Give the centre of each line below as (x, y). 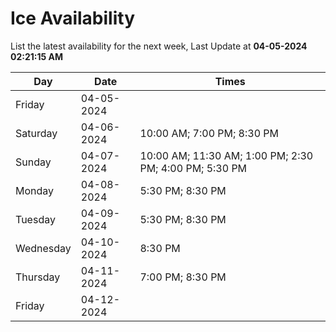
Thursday (38, 277)
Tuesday (35, 219)
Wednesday (43, 248)
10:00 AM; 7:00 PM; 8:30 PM (209, 133)
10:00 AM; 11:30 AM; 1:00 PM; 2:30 (226, 155)
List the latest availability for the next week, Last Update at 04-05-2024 (159, 46)
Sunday (33, 162)
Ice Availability (72, 18)
